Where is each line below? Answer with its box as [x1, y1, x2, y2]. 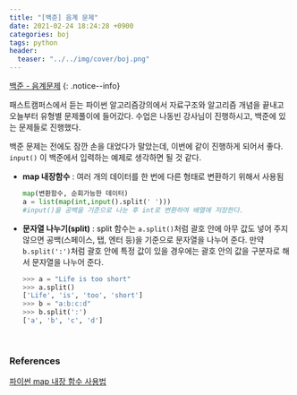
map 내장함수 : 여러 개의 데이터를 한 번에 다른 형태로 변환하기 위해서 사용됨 [21, 171, 284, 182]
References [9, 355, 61, 367]
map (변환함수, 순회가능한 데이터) [21, 189, 129, 198]
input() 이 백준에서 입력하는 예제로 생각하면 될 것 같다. [9, 152, 202, 162]
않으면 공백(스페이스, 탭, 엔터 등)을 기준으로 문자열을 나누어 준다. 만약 [21, 234, 265, 245]
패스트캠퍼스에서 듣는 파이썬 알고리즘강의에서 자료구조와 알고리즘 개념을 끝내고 [9, 99, 284, 110]
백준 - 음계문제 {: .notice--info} [9, 81, 121, 90]
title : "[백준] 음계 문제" [9, 13, 98, 22]
